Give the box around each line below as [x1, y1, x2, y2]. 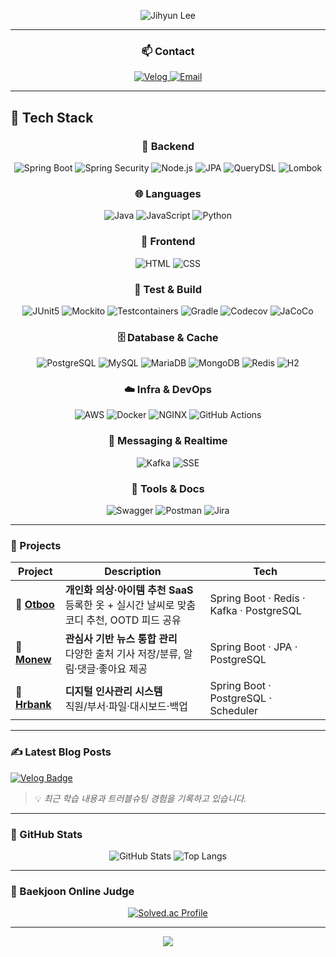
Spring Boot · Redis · [209, 591, 306, 605]
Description [104, 565, 162, 579]
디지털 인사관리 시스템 [64, 685, 163, 699]
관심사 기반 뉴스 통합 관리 [64, 632, 178, 646]
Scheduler [209, 704, 259, 718]
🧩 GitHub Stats [10, 827, 83, 841]
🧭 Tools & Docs [131, 481, 205, 495]
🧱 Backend [141, 139, 195, 153]
